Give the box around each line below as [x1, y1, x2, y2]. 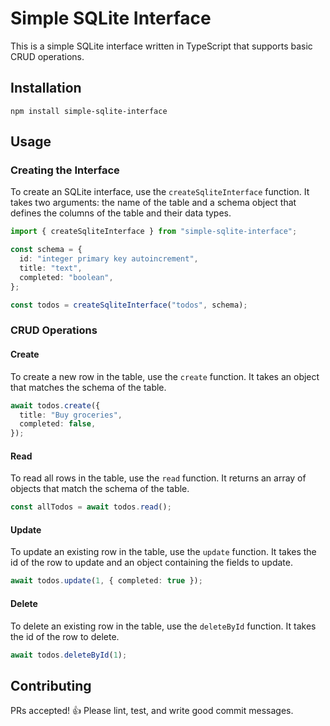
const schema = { [10, 245, 83, 255]
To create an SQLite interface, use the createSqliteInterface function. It [10, 186, 310, 198]
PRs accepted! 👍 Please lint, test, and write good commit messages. [10, 705, 294, 717]
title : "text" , [19, 263, 83, 274]
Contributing [10, 677, 92, 694]
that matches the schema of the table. [10, 381, 167, 393]
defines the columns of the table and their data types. [10, 207, 232, 219]
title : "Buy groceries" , [19, 410, 123, 420]
